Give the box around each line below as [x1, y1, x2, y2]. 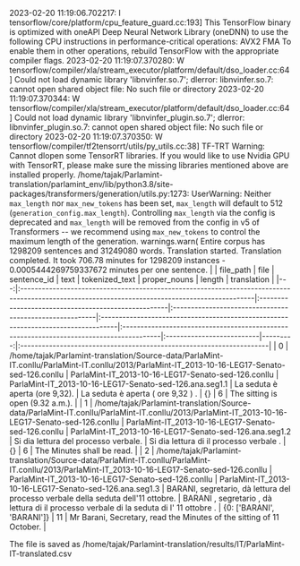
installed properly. [9, 169, 76, 180]
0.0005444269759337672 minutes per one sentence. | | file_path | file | [9, 264, 275, 275]
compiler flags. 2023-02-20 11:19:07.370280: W [9, 56, 185, 65]
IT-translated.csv [9, 548, 73, 559]
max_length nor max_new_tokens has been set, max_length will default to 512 [9, 198, 284, 209]
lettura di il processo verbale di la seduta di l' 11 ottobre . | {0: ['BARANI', [9, 502, 275, 513]
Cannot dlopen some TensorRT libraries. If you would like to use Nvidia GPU [9, 150, 290, 160]
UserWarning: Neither [191, 188, 271, 199]
